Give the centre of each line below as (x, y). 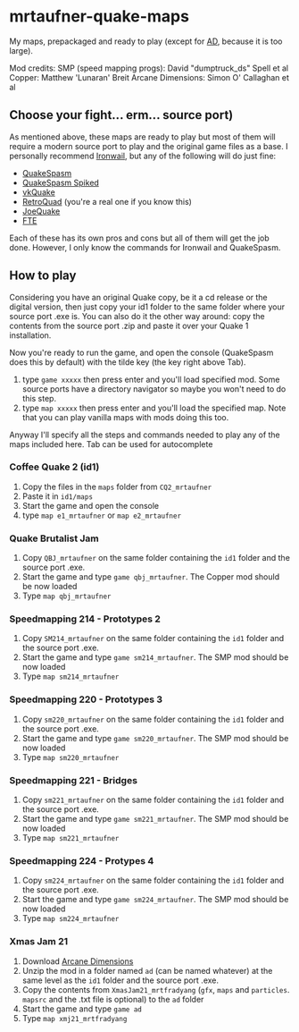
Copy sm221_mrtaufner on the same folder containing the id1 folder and (153, 800)
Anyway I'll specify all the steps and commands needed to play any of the (145, 435)
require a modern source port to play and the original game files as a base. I (149, 146)
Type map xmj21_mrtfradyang (75, 1018)
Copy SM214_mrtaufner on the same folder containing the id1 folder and (153, 639)
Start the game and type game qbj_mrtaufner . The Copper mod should (150, 577)
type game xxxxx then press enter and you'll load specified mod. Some (151, 379)
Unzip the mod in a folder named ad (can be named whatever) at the (147, 970)
